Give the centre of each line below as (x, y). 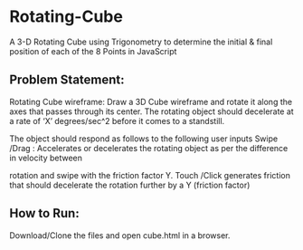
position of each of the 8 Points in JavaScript (93, 51)
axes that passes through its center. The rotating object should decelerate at (151, 111)
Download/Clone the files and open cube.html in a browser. (120, 235)
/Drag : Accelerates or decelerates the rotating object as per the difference (149, 148)
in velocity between (46, 158)
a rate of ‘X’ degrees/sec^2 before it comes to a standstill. (117, 120)
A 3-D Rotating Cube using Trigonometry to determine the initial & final (141, 42)
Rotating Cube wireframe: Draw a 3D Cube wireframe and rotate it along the (151, 101)
